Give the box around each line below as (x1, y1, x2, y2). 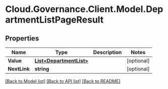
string (34, 65, 49, 72)
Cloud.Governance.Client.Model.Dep (5, 3, 163, 15)
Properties (5, 34, 39, 42)
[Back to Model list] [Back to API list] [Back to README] (5, 78, 121, 84)
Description (93, 49, 122, 55)
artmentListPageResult (5, 14, 104, 25)
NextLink (8, 65, 30, 72)
